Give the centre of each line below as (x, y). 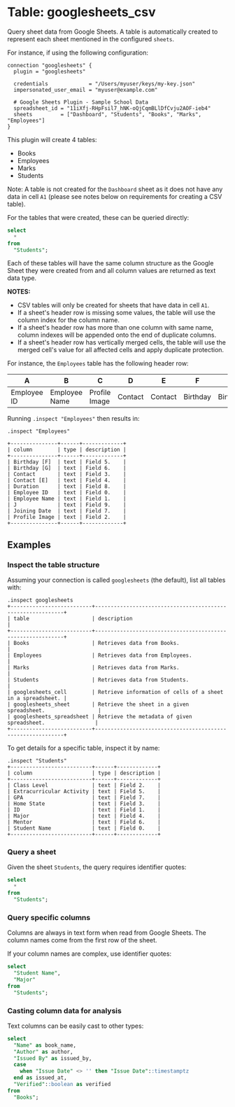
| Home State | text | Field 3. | (84, 804)
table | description (73, 619)
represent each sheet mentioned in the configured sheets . (91, 39)
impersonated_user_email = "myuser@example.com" (86, 90)
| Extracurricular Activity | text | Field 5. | (84, 792)
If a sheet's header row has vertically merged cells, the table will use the (121, 342)
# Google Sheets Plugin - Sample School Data (81, 102)
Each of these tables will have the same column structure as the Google (111, 263)
